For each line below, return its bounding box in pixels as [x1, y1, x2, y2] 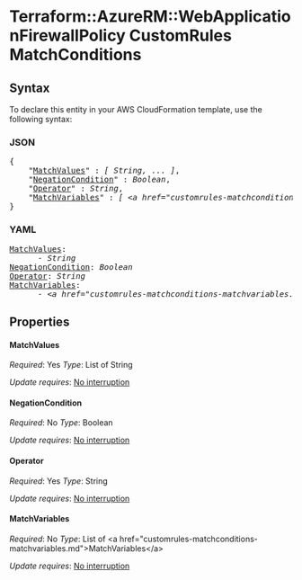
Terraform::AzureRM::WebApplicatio [9, 6, 292, 27]
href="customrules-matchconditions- [120, 533, 258, 544]
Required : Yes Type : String [9, 475, 108, 486]
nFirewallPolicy [9, 25, 126, 46]
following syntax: [9, 114, 73, 124]
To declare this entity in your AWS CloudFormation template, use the [9, 104, 262, 114]
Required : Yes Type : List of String [9, 360, 133, 370]
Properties [9, 314, 70, 329]
